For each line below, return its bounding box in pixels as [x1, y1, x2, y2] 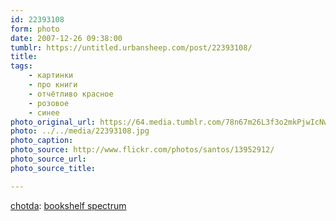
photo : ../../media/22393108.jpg [10, 126, 150, 136]
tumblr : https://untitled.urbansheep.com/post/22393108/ [10, 42, 253, 53]
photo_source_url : [10, 154, 87, 164]
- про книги [28, 80, 78, 90]
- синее [28, 107, 60, 118]
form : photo [10, 24, 60, 34]
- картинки [28, 71, 74, 81]
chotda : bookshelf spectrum [10, 199, 127, 211]
